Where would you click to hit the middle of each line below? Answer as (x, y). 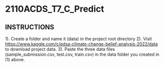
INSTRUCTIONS (30, 27)
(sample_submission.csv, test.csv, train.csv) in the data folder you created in (82, 54)
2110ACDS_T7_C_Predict (55, 9)
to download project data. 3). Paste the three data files (60, 49)
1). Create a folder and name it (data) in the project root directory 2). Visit (79, 39)
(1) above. (15, 59)
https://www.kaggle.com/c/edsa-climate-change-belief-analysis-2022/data (82, 44)
